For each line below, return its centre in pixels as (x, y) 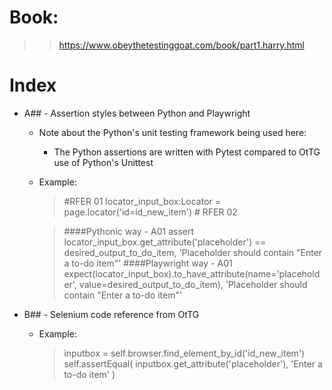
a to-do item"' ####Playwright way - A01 (148, 263)
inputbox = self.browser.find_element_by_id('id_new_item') (184, 353)
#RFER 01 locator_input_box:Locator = (142, 201)
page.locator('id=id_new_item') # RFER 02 (150, 212)
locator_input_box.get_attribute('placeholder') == (165, 242)
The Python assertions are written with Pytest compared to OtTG (187, 152)
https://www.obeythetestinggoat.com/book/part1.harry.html (181, 45)
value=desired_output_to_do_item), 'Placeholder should (193, 284)
